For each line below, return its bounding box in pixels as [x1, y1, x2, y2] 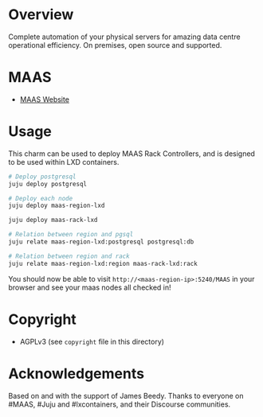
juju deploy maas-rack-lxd [8, 216, 98, 224]
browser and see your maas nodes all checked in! [8, 283, 171, 292]
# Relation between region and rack [8, 252, 130, 260]
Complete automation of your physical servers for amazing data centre [8, 32, 241, 41]
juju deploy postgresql [8, 180, 88, 188]
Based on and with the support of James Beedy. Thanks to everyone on [8, 391, 245, 400]
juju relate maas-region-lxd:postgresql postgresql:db [8, 238, 194, 246]
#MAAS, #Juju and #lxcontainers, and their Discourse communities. [8, 399, 231, 409]
